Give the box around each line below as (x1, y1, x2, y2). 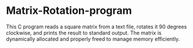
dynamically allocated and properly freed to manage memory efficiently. (6, 35, 180, 42)
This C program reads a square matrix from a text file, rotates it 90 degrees (6, 23, 187, 30)
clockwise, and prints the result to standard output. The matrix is (6, 29, 162, 36)
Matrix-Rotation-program (6, 4, 132, 17)
